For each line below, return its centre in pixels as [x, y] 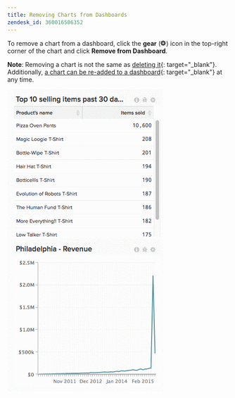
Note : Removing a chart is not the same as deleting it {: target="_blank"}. [112, 64]
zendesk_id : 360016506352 [45, 22]
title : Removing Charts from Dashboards [68, 15]
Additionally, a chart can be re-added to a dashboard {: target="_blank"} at [115, 72]
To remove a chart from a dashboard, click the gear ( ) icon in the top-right [118, 43]
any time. [21, 79]
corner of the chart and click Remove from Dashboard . [87, 51]
